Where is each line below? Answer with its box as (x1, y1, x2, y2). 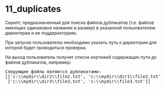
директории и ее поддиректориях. (5, 30, 78, 36)
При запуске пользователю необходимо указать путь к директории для (5, 39, 157, 45)
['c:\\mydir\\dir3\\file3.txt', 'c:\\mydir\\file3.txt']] (7, 78, 151, 84)
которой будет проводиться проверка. (5, 44, 87, 50)
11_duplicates (5, 3, 62, 15)
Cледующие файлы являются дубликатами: (5, 68, 101, 74)
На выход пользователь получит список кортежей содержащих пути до (5, 54, 157, 60)
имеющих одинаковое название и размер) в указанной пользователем (5, 24, 156, 30)
